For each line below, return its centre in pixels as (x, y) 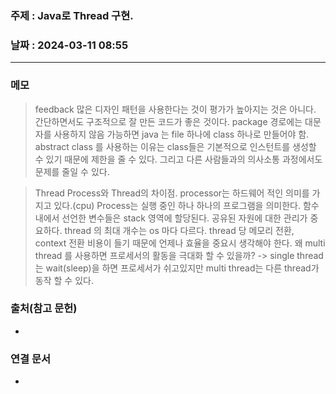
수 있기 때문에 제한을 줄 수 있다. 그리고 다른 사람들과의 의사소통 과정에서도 (178, 159)
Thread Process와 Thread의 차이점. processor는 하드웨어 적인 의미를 (172, 193)
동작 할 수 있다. (64, 280)
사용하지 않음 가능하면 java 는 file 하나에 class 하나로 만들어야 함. (181, 134)
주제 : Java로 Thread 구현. (72, 15)
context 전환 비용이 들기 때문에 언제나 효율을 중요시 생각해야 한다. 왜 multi (180, 243)
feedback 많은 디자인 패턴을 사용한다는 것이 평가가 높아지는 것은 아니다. (175, 109)
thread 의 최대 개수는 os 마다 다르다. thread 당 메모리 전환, (179, 230)
